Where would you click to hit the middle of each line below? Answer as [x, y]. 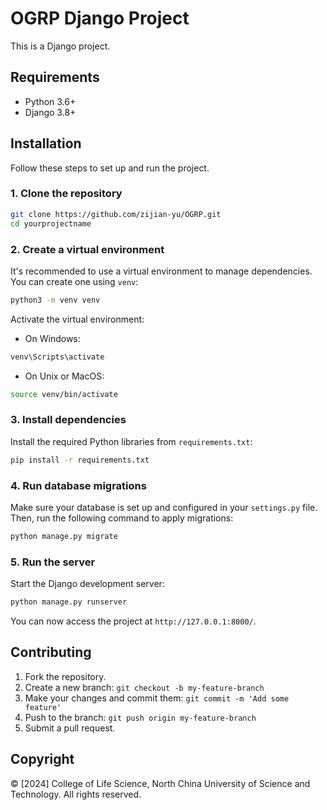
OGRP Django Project [100, 18]
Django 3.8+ [50, 112]
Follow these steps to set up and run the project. [110, 168]
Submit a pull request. [70, 728]
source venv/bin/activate [64, 394]
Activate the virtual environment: [77, 319]
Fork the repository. [65, 676]
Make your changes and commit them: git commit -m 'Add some [157, 698]
